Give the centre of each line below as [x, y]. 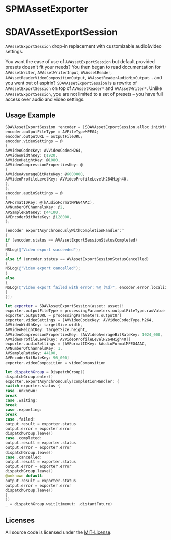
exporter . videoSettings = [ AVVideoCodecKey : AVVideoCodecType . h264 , [79, 320]
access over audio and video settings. [45, 99]
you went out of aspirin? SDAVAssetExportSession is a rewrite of [71, 83]
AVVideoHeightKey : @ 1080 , [33, 160]
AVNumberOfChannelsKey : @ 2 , [35, 207]
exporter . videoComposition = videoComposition [55, 363]
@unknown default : [25, 476]
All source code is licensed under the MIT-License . [59, 532]
